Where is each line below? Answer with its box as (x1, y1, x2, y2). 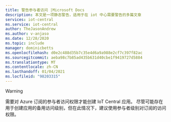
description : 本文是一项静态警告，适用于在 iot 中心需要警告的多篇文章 (5, 12, 142, 17)
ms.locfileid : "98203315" (5, 74, 60, 79)
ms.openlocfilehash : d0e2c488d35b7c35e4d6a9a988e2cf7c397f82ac (5, 50, 143, 55)
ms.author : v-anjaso (5, 31, 50, 36)
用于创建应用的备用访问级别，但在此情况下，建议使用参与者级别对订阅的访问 (5, 105, 166, 111)
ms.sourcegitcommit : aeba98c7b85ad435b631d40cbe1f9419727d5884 (5, 55, 143, 60)
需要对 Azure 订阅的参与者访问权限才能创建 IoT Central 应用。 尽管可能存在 (5, 98, 163, 105)
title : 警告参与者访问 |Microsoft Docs (5, 7, 85, 13)
